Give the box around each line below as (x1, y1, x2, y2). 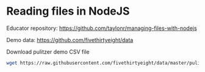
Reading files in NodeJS (6, 4, 130, 18)
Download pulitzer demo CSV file (6, 48, 90, 56)
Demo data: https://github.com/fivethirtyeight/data (6, 36, 134, 43)
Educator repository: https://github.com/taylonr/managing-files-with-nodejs (6, 24, 197, 32)
